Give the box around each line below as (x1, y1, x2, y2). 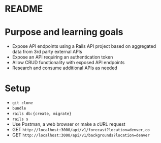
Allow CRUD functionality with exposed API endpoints (12, 60, 125, 66)
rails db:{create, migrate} (12, 111, 72, 117)
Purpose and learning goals (5, 26, 123, 38)
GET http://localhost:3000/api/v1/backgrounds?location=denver (12, 132, 150, 138)
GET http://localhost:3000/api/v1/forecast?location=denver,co (12, 127, 150, 133)
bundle (12, 106, 26, 111)
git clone (12, 100, 34, 106)
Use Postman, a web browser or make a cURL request (12, 121, 125, 127)
